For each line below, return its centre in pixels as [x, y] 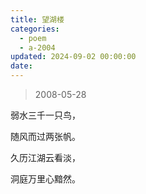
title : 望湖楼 [37, 19]
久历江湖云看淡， [45, 157]
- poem [33, 38]
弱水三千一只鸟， [45, 115]
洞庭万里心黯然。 [45, 179]
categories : [35, 29]
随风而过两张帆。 [45, 136]
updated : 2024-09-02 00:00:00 [73, 57]
